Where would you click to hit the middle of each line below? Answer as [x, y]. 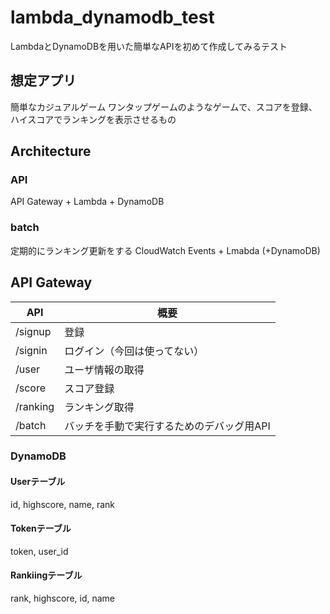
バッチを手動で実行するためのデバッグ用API [167, 426]
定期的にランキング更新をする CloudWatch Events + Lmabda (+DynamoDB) [165, 250]
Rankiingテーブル [46, 575]
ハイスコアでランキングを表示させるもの [93, 119]
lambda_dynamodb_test [112, 17]
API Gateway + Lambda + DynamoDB [87, 202]
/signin [31, 350]
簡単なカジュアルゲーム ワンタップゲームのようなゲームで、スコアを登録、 [164, 107]
